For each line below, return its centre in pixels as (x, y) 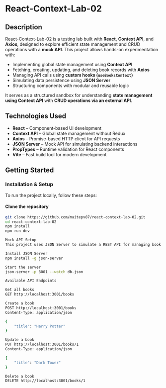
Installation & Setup (29, 185)
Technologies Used (36, 116)
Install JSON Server (27, 253)
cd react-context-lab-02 (31, 222)
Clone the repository (27, 206)
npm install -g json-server (34, 258)
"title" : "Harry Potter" (40, 326)
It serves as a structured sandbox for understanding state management (79, 95)
